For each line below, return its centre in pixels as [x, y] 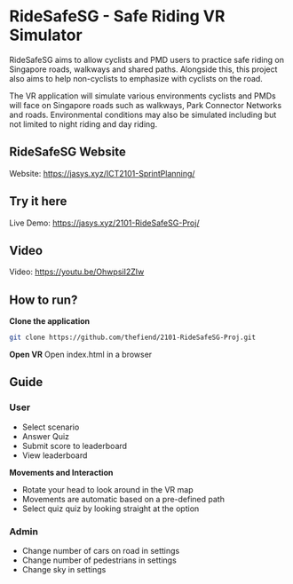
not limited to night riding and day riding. [83, 124]
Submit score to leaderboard [74, 446]
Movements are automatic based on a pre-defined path [123, 499]
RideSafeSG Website [68, 152]
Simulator [46, 35]
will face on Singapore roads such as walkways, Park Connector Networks [146, 105]
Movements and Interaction [61, 472]
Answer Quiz [45, 436]
